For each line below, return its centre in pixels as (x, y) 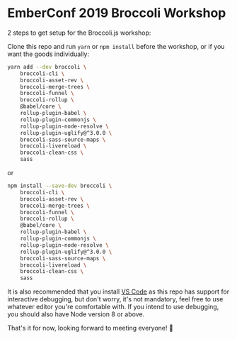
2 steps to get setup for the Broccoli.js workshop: (79, 33)
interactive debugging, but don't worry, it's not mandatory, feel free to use (115, 299)
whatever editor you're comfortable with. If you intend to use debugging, (113, 307)
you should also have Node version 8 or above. (76, 314)
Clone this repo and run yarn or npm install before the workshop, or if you (116, 46)
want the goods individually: (48, 54)
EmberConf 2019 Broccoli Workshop (117, 13)
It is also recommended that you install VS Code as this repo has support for (118, 291)
